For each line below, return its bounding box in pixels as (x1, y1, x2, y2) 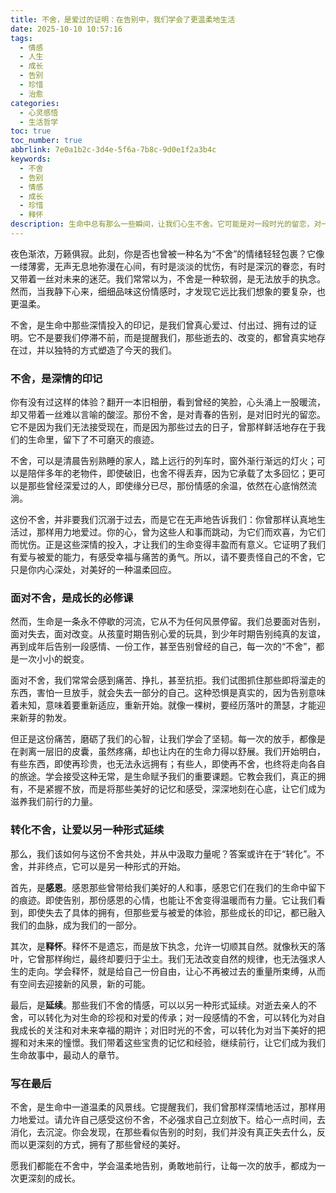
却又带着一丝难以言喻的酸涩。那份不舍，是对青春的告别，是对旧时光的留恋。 (10, 409, 326, 421)
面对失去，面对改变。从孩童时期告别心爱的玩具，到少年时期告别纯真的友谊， (10, 628, 326, 640)
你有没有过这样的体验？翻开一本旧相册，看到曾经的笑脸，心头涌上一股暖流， (10, 396, 326, 408)
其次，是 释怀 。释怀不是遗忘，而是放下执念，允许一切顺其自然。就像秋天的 (10, 940, 317, 952)
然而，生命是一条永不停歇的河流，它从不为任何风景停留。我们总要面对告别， (10, 616, 326, 628)
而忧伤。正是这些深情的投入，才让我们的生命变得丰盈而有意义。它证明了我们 (10, 539, 326, 551)
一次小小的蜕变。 (18, 653, 90, 665)
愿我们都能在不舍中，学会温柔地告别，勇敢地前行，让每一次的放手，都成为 (10, 1160, 317, 1172)
